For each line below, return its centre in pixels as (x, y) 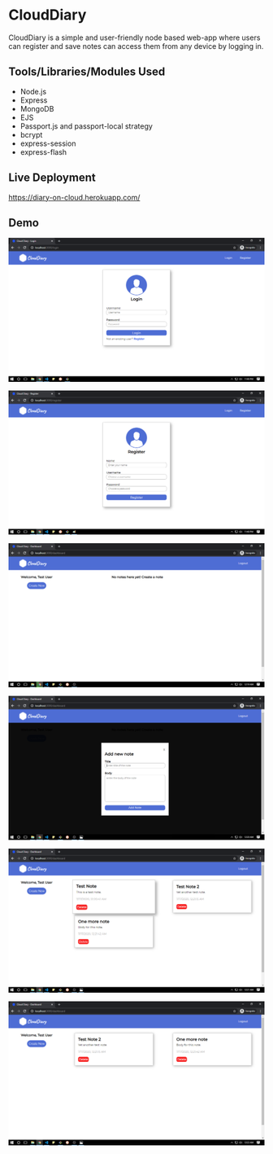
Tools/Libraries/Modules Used (87, 72)
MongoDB (37, 108)
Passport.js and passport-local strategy (86, 126)
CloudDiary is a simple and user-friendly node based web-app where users (134, 37)
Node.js (33, 91)
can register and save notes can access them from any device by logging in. (136, 46)
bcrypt (31, 134)
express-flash (43, 151)
